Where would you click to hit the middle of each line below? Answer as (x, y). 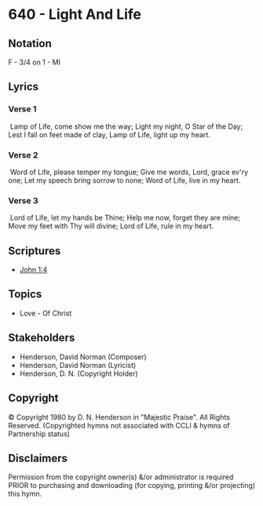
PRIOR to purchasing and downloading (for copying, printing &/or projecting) (132, 486)
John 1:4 (33, 270)
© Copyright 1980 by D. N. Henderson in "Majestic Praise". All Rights (119, 417)
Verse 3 (23, 200)
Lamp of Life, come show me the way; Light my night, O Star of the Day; (126, 126)
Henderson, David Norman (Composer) (83, 357)
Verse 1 (22, 109)
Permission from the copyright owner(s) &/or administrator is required (121, 477)
